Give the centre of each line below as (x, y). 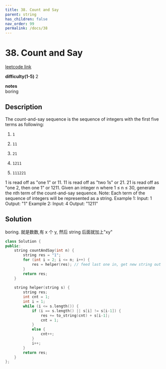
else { (39, 330)
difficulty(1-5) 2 (22, 77)
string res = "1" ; (42, 255)
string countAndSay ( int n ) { (44, 251)
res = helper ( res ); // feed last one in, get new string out (96, 265)
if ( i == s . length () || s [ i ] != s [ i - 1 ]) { (76, 311)
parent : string (21, 14)
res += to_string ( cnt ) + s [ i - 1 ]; (75, 315)
